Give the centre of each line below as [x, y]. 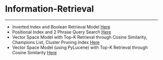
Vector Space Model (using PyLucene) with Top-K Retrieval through [80, 47]
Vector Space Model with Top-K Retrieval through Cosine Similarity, [80, 37]
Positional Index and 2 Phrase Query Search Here [62, 32]
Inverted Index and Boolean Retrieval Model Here [61, 27]
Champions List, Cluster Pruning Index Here [56, 42]
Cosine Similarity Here [34, 52]
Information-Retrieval [49, 9]
